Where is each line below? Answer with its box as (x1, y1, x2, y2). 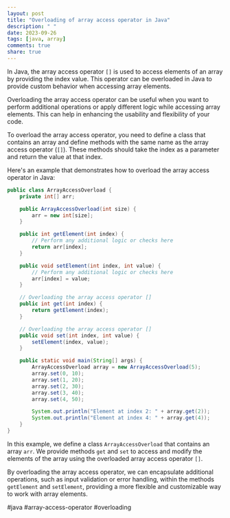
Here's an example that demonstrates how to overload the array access (7, 166, 209, 174)
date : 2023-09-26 (7, 29, 57, 37)
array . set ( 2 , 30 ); (32, 383, 84, 390)
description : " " (7, 23, 57, 30)
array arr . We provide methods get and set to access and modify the (7, 447, 203, 455)
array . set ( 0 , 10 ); (32, 370, 84, 377)
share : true (7, 49, 41, 56)
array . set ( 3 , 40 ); (32, 389, 84, 396)
